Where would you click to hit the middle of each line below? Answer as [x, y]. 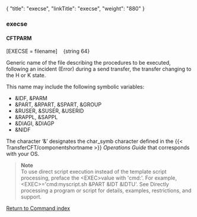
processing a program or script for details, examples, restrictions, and [106, 191]
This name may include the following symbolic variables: [75, 87]
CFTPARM [19, 38]
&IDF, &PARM [31, 98]
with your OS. [23, 154]
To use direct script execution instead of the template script [94, 172]
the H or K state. [26, 75]
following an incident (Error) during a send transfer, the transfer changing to [99, 69]
